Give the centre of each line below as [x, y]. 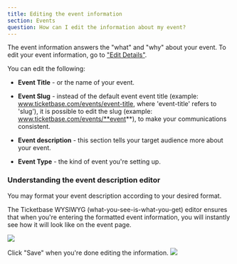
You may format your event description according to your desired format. [115, 196]
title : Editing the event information [65, 14]
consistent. [34, 127]
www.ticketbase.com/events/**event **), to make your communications [122, 119]
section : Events [31, 21]
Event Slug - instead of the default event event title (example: [108, 96]
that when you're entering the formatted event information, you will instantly [119, 217]
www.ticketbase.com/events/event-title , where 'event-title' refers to [117, 104]
